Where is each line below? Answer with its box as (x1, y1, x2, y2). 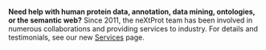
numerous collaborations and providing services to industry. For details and (8, 24, 259, 33)
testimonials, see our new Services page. (8, 32, 145, 42)
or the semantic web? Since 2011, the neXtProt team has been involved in (8, 15, 253, 25)
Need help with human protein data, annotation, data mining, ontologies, (8, 7, 256, 16)
